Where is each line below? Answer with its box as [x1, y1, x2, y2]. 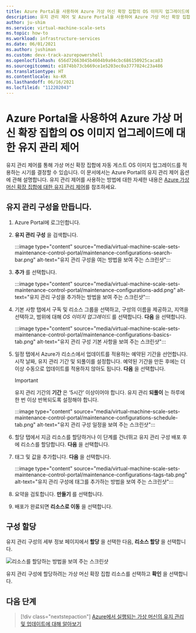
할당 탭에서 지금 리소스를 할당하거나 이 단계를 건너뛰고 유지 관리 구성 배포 [14, 434, 181, 441]
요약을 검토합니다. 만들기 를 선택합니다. [14, 490, 104, 497]
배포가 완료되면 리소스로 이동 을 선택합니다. [14, 503, 113, 510]
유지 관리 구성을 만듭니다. [6, 202, 92, 212]
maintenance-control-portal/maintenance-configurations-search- [14, 249, 173, 256]
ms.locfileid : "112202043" [6, 85, 72, 91]
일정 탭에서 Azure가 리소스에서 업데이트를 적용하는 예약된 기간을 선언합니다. [14, 350, 188, 357]
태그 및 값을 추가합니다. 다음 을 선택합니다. [14, 453, 111, 460]
